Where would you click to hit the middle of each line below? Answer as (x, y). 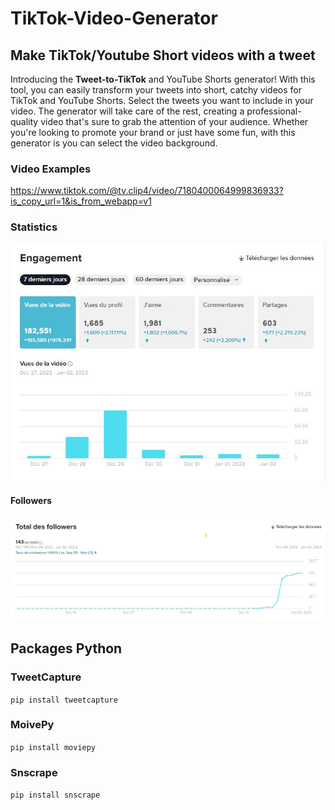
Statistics (34, 227)
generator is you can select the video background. (114, 143)
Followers (31, 501)
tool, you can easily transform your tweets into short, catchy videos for (156, 90)
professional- (274, 111)
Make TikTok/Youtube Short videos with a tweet (163, 55)
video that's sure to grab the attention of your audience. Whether (174, 121)
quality (24, 121)
